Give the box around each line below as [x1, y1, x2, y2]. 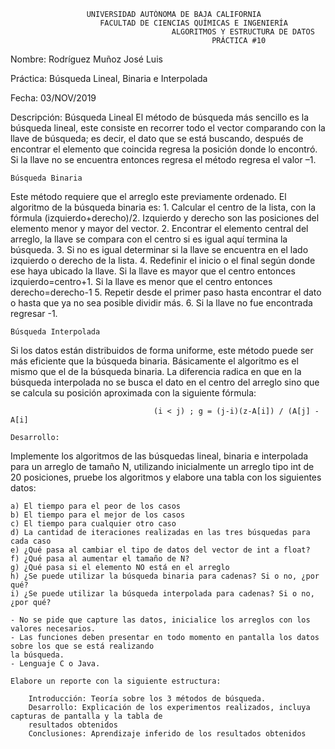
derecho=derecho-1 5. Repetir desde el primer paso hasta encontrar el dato [10, 286, 322, 298]
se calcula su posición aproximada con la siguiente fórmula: [10, 387, 257, 399]
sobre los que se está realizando [10, 641, 155, 651]
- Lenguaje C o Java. [10, 659, 101, 669]
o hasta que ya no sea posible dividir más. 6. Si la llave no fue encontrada [10, 297, 313, 309]
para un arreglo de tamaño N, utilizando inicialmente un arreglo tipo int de [10, 461, 315, 472]
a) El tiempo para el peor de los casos [10, 501, 182, 511]
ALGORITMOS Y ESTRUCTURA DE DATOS [171, 27, 315, 37]
